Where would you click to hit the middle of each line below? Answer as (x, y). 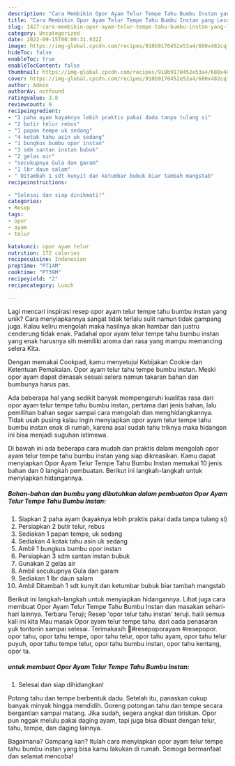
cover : (17, 78)
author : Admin (29, 85)
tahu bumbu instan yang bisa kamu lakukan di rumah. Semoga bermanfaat (115, 749)
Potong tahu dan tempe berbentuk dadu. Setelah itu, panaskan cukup (108, 698)
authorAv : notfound (36, 91)
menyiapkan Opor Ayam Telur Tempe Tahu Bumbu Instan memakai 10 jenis (115, 463)
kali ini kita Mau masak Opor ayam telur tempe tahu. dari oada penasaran (113, 621)
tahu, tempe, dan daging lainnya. (55, 728)
